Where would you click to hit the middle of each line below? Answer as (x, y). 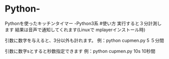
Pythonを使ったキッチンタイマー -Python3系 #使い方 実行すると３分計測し (83, 23)
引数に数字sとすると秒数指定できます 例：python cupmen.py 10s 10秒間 (80, 51)
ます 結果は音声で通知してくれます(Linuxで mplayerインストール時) (75, 29)
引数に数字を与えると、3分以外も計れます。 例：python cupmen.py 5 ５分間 (84, 40)
